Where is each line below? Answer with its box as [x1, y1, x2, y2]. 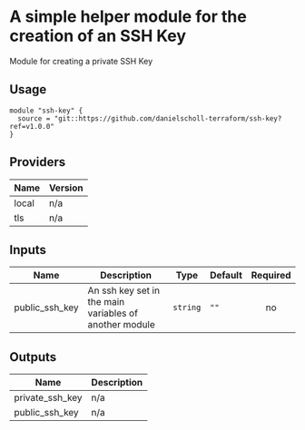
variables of [87, 307, 139, 319]
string [172, 302, 202, 313]
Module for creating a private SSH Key [9, 55, 153, 66]
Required [251, 269, 291, 282]
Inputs [9, 242, 47, 258]
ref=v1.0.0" [9, 122, 54, 131]
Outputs [9, 349, 57, 365]
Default [210, 269, 243, 282]
